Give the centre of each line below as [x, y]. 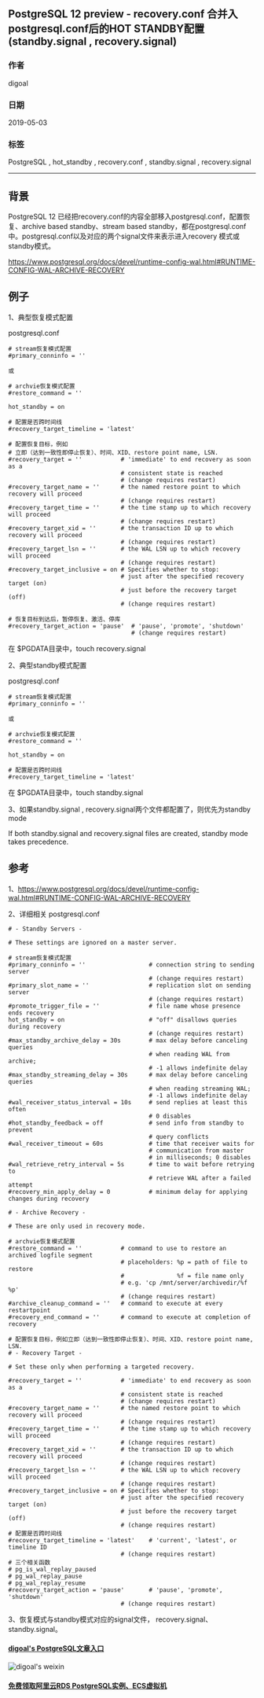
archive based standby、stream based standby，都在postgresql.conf [134, 227]
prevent [21, 1130]
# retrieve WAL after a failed [200, 1178]
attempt [21, 1185]
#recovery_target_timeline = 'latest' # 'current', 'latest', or [123, 1540]
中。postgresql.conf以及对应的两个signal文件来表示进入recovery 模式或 [124, 236]
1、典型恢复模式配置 [40, 317]
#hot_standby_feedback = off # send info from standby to [126, 1123]
